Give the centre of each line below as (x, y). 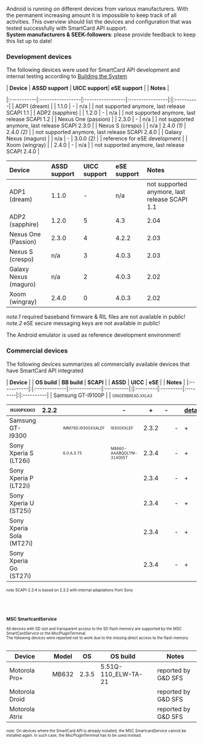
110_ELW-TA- (122, 674)
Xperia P (21, 478)
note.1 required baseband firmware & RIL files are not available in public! (96, 317)
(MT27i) (21, 543)
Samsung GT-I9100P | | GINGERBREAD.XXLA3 (103, 395)
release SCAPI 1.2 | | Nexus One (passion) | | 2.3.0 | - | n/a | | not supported (100, 119)
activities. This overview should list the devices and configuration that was (99, 22)
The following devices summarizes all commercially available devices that (98, 364)
